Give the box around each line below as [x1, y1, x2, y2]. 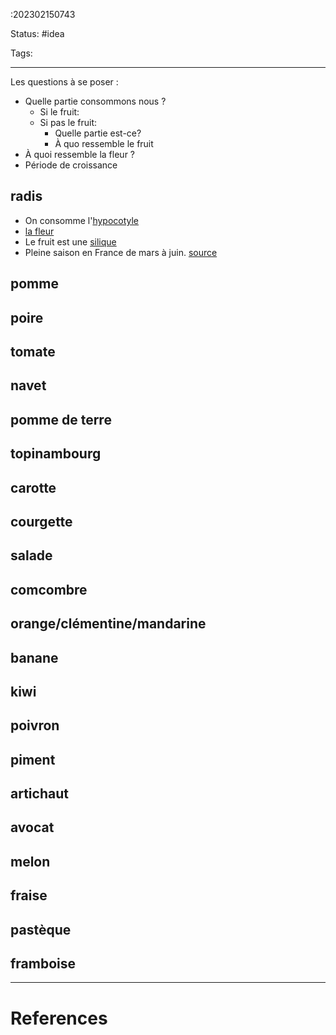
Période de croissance [24, 159, 118, 171]
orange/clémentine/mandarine [10, 615, 207, 633]
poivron [10, 717, 60, 734]
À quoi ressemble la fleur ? [24, 149, 136, 160]
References [10, 1007, 108, 1029]
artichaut [10, 785, 69, 803]
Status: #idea [10, 28, 65, 39]
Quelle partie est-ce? [54, 127, 142, 139]
